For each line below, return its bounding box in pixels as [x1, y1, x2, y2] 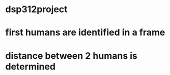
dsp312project [5, 4, 68, 15]
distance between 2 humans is [5, 50, 137, 61]
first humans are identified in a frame [5, 27, 165, 39]
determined [5, 61, 56, 72]
